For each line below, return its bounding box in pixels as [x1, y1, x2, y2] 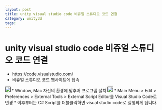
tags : [5, 20, 16, 26]
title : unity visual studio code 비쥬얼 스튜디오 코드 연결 [5, 12, 118, 16]
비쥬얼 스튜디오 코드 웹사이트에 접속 [12, 77, 80, 82]
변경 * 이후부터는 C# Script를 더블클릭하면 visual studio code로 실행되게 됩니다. [5, 100, 158, 106]
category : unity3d [5, 16, 42, 21]
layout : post [5, 7, 31, 12]
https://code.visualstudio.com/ [12, 71, 74, 77]
